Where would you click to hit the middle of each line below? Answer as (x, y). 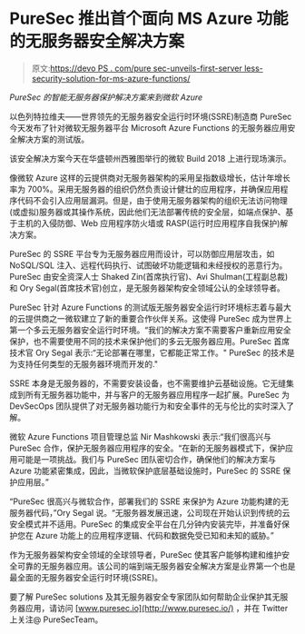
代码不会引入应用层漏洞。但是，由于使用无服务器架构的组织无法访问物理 (152, 200)
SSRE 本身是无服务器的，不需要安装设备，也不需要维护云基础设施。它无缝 (148, 383)
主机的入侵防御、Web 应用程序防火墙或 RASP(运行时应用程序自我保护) (148, 223)
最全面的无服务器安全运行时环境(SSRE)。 (86, 577)
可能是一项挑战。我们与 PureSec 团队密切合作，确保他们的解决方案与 (147, 459)
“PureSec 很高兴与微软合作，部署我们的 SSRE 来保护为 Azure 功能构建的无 (149, 501)
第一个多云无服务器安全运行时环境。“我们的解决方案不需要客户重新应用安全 (151, 330)
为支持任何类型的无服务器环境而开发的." (84, 363)
